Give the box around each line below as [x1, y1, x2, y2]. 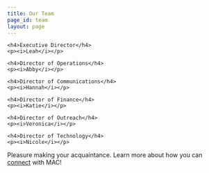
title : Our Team [7, 10, 54, 17]
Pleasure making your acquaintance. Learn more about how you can [7, 151, 203, 159]
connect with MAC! [7, 158, 62, 167]
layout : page [7, 23, 45, 30]
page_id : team [7, 17, 49, 24]
